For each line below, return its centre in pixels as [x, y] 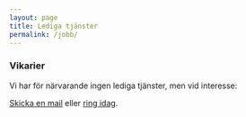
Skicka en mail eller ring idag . [64, 103]
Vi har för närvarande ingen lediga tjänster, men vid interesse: [123, 85]
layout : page [34, 18]
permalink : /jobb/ [44, 34]
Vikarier [27, 66]
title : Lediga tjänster [54, 26]
